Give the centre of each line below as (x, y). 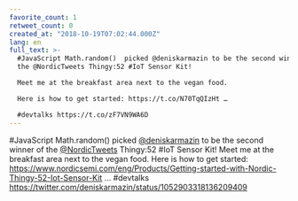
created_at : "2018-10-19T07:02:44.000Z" (85, 34)
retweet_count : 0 (41, 26)
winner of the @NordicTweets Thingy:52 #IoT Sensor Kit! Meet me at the (142, 149)
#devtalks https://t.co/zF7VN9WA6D (83, 115)
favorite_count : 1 (43, 17)
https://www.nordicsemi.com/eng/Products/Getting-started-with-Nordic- (143, 168)
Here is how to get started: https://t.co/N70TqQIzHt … (122, 98)
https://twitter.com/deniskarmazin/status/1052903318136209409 (129, 187)
